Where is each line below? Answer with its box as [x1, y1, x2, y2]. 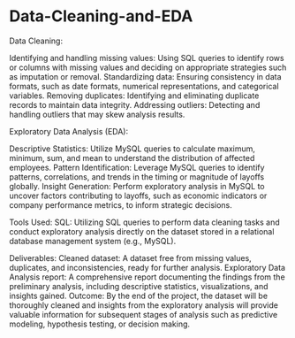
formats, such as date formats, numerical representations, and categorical [9, 81, 280, 91]
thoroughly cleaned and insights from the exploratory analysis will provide [9, 299, 278, 311]
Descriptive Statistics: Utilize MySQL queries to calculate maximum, [9, 143, 256, 154]
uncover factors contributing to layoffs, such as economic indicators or [9, 190, 268, 201]
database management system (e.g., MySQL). [9, 235, 177, 246]
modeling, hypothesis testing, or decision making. [9, 319, 191, 329]
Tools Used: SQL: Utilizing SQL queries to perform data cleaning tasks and [9, 217, 280, 227]
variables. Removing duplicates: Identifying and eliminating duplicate [9, 90, 260, 101]
